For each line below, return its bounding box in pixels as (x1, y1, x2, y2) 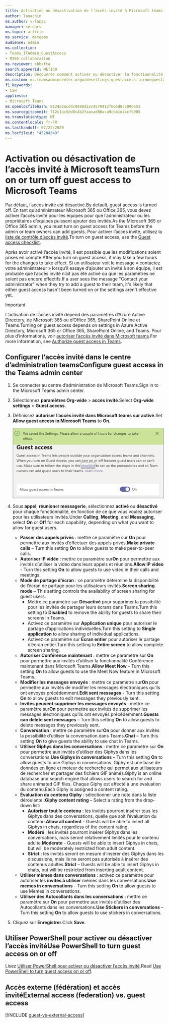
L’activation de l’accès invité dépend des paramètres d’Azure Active (5, 311, 145, 317)
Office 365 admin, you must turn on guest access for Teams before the (5, 223, 152, 229)
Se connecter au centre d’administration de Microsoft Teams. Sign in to (12, 382, 159, 388)
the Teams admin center (5, 369, 83, 377)
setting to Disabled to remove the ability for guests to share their (27, 609, 162, 615)
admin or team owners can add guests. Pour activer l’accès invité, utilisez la (5, 229, 162, 235)
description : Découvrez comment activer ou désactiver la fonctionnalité (5, 72, 163, 77)
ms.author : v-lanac (5, 19, 46, 24)
